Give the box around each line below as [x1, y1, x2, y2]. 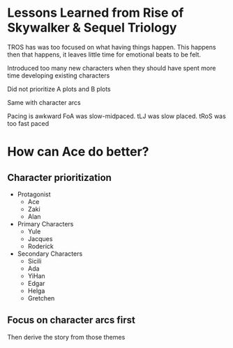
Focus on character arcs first [7, 314, 136, 326]
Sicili [27, 256, 42, 265]
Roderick [27, 242, 54, 250]
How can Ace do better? [7, 144, 149, 160]
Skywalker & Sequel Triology [7, 20, 177, 36]
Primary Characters [17, 219, 74, 228]
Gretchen [27, 293, 55, 302]
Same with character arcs [7, 98, 82, 106]
